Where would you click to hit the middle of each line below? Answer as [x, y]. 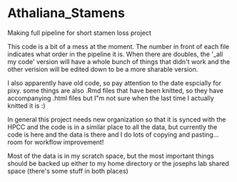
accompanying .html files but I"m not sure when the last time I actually [111, 98]
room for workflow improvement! [56, 142]
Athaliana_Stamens [66, 13]
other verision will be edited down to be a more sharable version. [103, 69]
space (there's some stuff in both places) [68, 171]
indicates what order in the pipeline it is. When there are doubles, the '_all [115, 54]
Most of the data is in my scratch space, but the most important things [111, 156]
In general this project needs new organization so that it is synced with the [117, 119]
